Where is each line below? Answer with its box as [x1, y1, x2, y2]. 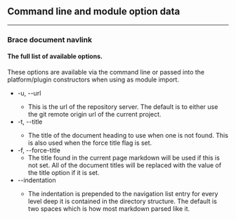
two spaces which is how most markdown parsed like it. [27, 204, 190, 213]
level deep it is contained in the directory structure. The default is [27, 197, 218, 205]
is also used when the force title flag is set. [27, 138, 152, 147]
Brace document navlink [7, 34, 93, 44]
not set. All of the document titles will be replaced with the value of [27, 161, 222, 169]
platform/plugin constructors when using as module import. [7, 75, 179, 84]
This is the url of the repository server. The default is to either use [27, 102, 218, 111]
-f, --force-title [17, 145, 61, 154]
